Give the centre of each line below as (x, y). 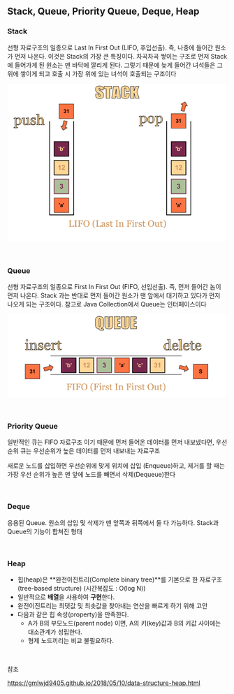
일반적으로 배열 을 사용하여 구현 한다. (66, 597)
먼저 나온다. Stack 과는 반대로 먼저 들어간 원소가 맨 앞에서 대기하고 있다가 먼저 (114, 295)
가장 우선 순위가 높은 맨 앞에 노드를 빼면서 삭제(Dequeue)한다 (92, 475)
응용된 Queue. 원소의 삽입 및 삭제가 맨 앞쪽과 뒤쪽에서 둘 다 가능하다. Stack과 (113, 522)
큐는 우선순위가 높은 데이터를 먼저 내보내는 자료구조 (90, 451)
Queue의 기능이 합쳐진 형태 (45, 531)
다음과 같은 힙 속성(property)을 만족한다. (73, 614)
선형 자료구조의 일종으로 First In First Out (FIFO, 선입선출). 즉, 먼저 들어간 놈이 (114, 286)
